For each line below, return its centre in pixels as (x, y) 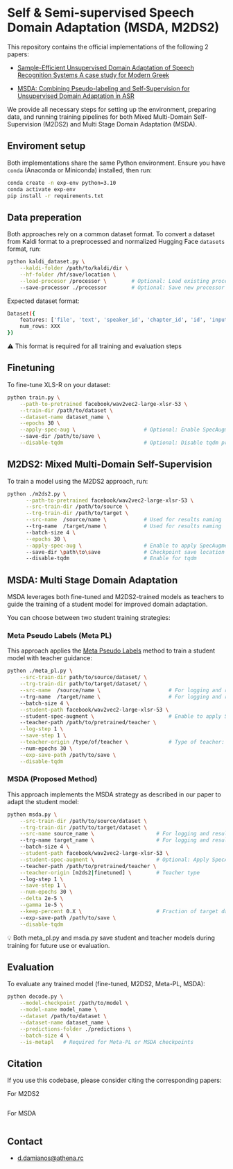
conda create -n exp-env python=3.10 (62, 183)
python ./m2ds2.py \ (37, 494)
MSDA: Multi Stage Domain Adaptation (93, 580)
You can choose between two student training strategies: (89, 618)
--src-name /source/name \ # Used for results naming (123, 520)
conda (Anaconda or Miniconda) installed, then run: (80, 170)
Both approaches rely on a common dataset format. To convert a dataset (111, 234)
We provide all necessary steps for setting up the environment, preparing (112, 109)
